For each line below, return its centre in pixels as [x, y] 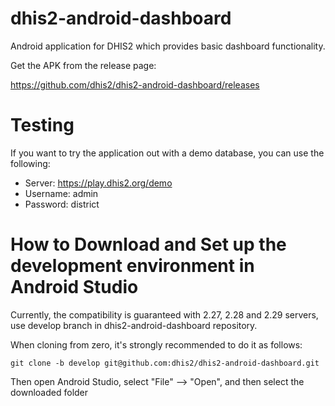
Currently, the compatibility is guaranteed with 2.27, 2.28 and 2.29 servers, [164, 314]
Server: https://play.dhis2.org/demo [98, 183]
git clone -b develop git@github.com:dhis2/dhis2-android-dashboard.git [165, 363]
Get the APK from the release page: [83, 65]
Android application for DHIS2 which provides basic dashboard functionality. [168, 46]
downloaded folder [49, 392]
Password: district [62, 204]
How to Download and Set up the [148, 244]
